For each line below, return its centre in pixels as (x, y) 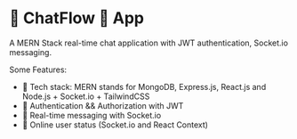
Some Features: (38, 69)
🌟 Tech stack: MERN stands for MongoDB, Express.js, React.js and (144, 86)
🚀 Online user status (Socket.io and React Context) (115, 125)
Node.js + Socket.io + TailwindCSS (86, 96)
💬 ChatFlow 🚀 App (77, 18)
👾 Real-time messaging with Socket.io (92, 115)
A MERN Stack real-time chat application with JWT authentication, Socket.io (149, 43)
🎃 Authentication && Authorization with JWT (103, 105)
